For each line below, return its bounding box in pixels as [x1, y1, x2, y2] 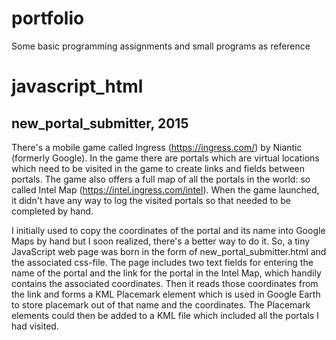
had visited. [11, 320, 59, 332]
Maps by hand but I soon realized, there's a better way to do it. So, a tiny [11, 235, 311, 247]
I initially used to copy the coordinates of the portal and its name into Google [11, 224, 326, 236]
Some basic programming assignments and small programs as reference [11, 40, 311, 52]
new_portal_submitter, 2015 [11, 115, 189, 132]
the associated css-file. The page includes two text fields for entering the [11, 256, 314, 268]
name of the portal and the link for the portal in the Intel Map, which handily [11, 267, 322, 279]
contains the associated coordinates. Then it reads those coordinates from [11, 277, 319, 289]
